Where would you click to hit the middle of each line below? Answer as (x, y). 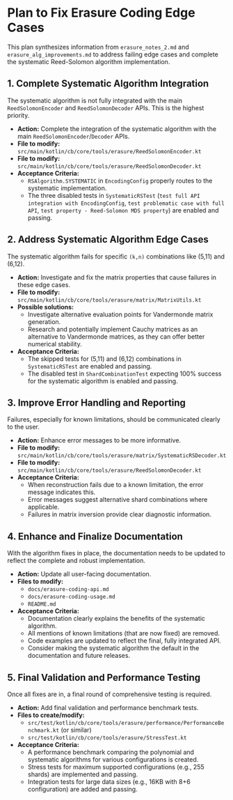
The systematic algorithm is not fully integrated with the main (95, 100)
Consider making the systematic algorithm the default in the (113, 648)
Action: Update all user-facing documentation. (84, 574)
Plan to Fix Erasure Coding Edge (102, 13)
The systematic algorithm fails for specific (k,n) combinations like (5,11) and (116, 256)
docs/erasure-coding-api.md (68, 590)
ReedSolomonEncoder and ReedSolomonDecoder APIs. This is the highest (106, 108)
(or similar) (76, 730)
